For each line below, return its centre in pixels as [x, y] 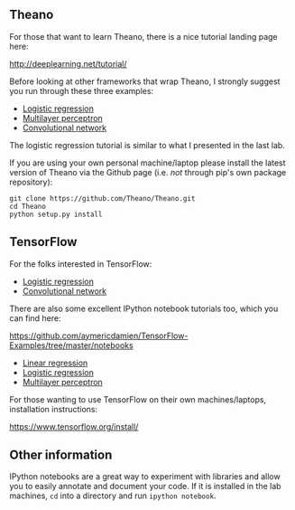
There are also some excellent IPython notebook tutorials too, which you [144, 308]
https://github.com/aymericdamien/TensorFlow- [99, 335]
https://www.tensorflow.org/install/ [74, 426]
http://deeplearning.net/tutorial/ [69, 63]
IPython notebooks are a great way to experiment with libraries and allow [145, 477]
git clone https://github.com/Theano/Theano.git [102, 198]
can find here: [35, 318]
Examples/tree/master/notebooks [71, 345]
